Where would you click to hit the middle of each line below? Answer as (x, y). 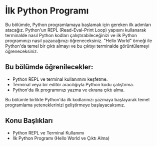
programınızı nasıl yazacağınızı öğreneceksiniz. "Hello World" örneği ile (79, 41)
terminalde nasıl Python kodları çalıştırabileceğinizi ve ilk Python (71, 35)
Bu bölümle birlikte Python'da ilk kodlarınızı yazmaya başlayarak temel (77, 99)
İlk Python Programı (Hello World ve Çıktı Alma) (61, 138)
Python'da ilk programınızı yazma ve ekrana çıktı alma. (68, 90)
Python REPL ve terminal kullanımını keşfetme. (60, 79)
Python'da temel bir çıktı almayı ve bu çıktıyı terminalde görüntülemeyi (77, 46)
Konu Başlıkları (29, 121)
